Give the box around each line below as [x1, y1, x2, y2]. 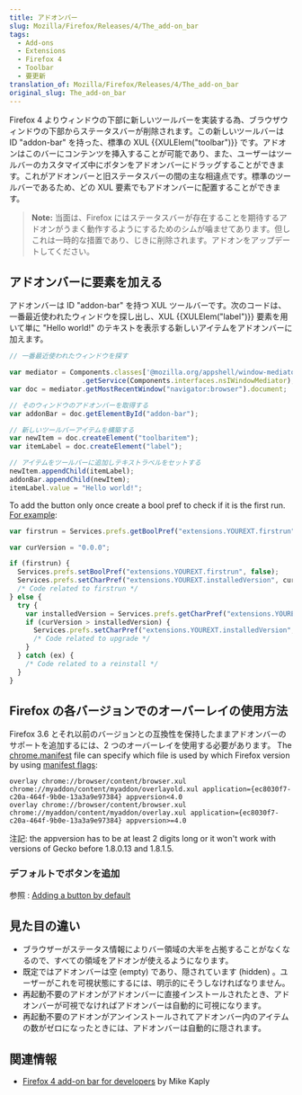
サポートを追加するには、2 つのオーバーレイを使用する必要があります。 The [9, 740, 292, 751]
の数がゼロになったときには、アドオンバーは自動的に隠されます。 [22, 1022, 267, 1034]
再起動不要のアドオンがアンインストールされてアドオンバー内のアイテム [22, 1011, 289, 1022]
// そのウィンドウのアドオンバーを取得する [9, 401, 149, 410]
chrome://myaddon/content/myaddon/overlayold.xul [9, 785, 200, 794]
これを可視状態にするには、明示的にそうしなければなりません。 [53, 977, 290, 989]
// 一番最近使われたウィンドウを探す [9, 352, 129, 361]
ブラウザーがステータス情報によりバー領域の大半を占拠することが [22, 944, 267, 955]
